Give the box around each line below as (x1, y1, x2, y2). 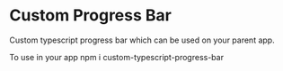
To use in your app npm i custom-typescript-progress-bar (9, 51, 225, 62)
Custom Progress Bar (9, 5, 172, 26)
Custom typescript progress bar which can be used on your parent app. (9, 35, 276, 45)
